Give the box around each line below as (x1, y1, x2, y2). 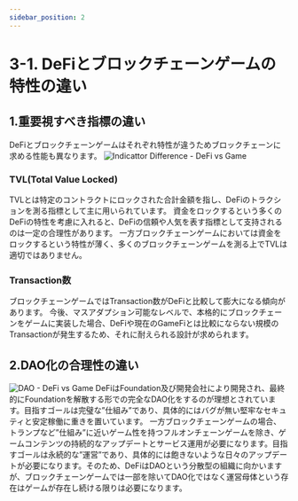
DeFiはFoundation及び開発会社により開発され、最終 (95, 383, 286, 394)
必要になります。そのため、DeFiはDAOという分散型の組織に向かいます (24, 460, 283, 471)
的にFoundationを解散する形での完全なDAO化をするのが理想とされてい (9, 394, 269, 404)
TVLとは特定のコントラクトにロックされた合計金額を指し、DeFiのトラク (9, 194, 274, 205)
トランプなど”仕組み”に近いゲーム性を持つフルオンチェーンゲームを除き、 (9, 427, 279, 438)
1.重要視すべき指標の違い (9, 114, 146, 129)
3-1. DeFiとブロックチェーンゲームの (9, 54, 277, 74)
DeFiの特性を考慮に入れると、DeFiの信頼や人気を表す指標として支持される (9, 216, 283, 227)
